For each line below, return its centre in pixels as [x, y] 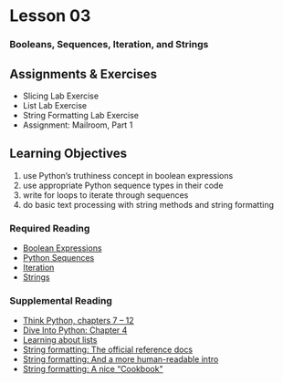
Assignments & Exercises [84, 74]
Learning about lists [60, 340]
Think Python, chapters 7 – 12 [78, 321]
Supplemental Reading [61, 300]
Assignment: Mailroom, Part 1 [78, 125]
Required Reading [50, 228]
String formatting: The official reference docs [108, 350]
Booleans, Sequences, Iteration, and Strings [109, 45]
